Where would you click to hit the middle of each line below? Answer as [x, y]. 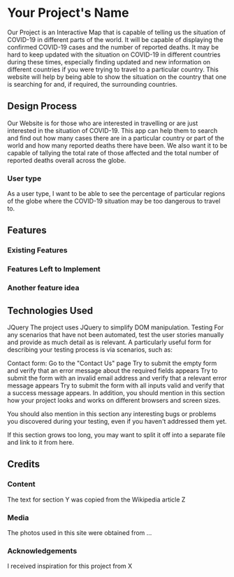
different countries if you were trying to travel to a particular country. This [113, 69]
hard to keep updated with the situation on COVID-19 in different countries [114, 55]
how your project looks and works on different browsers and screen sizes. [114, 401]
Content [22, 484]
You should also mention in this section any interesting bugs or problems [112, 414]
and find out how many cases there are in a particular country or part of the [116, 138]
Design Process [42, 106]
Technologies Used [50, 310]
